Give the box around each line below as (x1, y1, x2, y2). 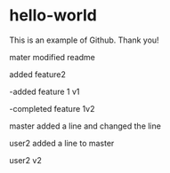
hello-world (9, 5, 98, 26)
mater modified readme (9, 51, 95, 62)
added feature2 (9, 68, 67, 80)
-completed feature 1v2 (9, 103, 95, 114)
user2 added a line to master (9, 138, 115, 148)
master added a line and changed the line (9, 121, 162, 131)
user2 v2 (9, 154, 42, 165)
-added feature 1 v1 (9, 86, 80, 97)
